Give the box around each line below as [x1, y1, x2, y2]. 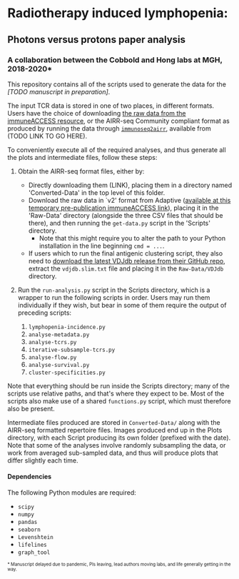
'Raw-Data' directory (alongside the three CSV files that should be [28, 211, 223, 219]
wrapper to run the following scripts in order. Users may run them [17, 293, 210, 301]
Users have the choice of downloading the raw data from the [7, 109, 187, 117]
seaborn [17, 526, 41, 533]
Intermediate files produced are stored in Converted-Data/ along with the [7, 418, 220, 426]
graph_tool [17, 549, 51, 556]
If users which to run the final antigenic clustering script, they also [28, 248, 223, 258]
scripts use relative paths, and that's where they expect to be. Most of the [7, 389, 225, 398]
